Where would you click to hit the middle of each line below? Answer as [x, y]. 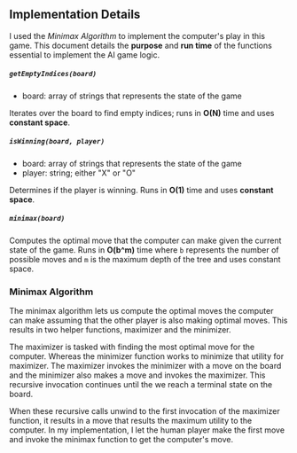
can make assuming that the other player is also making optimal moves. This [148, 320]
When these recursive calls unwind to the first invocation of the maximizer [145, 411]
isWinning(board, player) [57, 142]
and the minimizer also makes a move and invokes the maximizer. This [137, 375]
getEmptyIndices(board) [53, 74]
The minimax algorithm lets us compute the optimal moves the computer [141, 311]
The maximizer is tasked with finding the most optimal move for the [132, 347]
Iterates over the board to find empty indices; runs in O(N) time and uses [142, 113]
